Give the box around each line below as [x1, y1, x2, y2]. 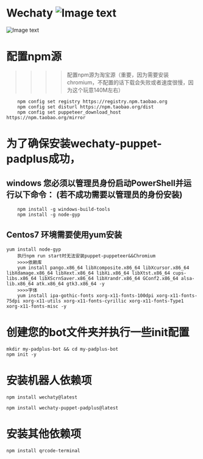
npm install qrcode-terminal [6, 447, 80, 453]
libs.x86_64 [6, 275, 37, 281]
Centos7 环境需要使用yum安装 [6, 230, 123, 240]
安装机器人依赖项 [6, 373, 93, 387]
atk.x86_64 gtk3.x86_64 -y [36, 281, 105, 287]
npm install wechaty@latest [6, 394, 78, 400]
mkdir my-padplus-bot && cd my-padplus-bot [6, 346, 119, 352]
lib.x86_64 [6, 281, 34, 287]
